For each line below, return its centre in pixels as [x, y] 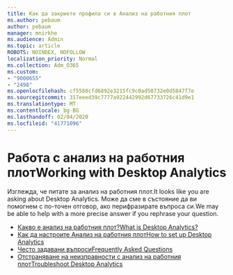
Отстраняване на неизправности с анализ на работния [99, 257]
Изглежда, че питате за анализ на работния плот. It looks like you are [109, 192]
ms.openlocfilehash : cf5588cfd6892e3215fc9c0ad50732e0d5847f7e [101, 91]
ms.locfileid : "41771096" [45, 123]
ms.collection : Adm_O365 [43, 65]
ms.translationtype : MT [42, 104]
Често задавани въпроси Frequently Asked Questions [95, 249]
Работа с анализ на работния [96, 158]
